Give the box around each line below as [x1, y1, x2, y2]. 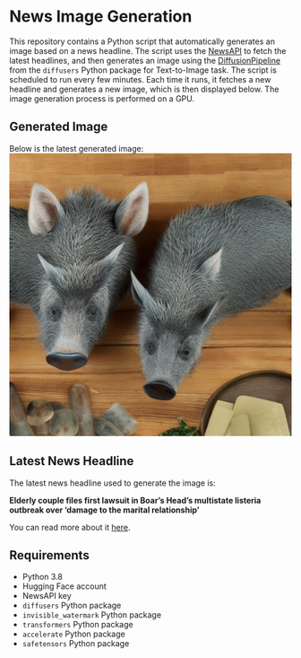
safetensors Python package [21, 638, 130, 649]
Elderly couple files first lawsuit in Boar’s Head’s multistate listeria [9, 495, 262, 505]
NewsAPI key [21, 591, 72, 601]
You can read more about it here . [9, 522, 131, 532]
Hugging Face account [21, 581, 107, 592]
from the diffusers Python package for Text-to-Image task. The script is [9, 65, 278, 75]
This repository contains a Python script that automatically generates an [9, 36, 276, 47]
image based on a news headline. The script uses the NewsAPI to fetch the [9, 45, 287, 56]
